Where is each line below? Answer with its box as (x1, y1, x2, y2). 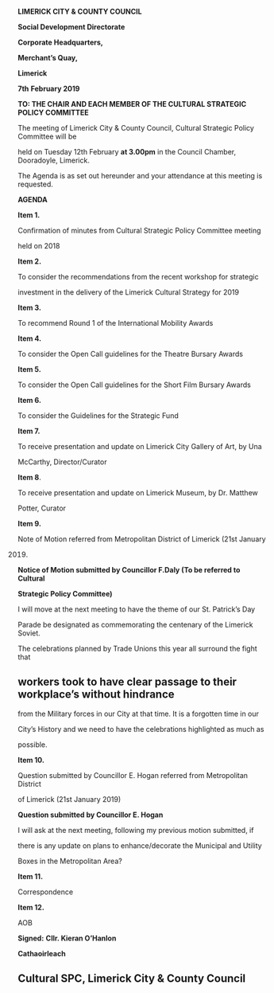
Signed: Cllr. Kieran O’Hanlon (17, 933, 117, 943)
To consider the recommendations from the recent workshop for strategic (17, 272, 259, 281)
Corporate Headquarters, (17, 37, 103, 47)
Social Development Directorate (17, 22, 125, 31)
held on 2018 (17, 241, 60, 250)
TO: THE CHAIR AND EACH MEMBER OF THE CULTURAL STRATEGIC (17, 100, 247, 108)
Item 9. (17, 519, 41, 528)
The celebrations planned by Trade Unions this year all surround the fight (17, 644, 257, 653)
